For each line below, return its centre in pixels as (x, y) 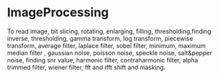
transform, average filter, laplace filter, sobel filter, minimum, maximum (106, 45)
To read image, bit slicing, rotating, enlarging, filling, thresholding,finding (109, 31)
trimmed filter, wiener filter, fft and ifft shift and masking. (86, 67)
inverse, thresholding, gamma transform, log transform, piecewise (100, 38)
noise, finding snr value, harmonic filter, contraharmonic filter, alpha (103, 60)
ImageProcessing (58, 13)
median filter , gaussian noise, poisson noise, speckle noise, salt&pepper (109, 53)
